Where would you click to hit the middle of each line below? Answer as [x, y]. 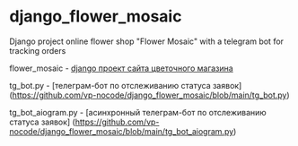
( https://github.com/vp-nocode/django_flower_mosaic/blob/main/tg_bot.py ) [149, 95]
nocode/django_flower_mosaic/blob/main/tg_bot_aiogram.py [122, 131]
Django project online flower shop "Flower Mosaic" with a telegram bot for [147, 41]
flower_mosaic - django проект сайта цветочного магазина [121, 68]
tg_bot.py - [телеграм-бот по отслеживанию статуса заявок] [126, 85]
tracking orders [38, 50]
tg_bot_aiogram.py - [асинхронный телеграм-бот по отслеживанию [138, 112]
